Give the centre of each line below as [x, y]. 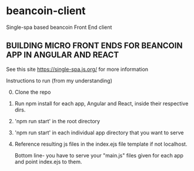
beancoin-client [46, 11]
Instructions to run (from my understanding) [59, 80]
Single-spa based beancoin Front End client [59, 27]
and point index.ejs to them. [48, 162]
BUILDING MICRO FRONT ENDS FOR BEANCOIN [94, 46]
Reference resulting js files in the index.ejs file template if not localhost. [101, 144]
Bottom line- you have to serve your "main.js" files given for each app [99, 155]
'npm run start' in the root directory [57, 121]
